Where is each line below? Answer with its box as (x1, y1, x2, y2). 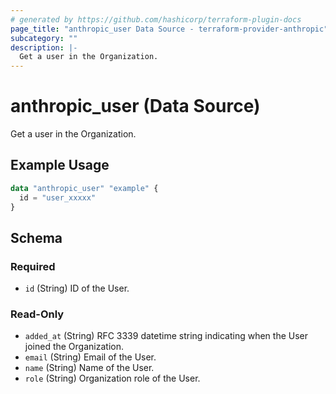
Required (10, 259, 56, 273)
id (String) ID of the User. (24, 282, 130, 295)
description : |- (10, 42, 78, 53)
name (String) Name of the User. (24, 362, 155, 374)
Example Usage (10, 157, 110, 174)
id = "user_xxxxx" (19, 192, 97, 203)
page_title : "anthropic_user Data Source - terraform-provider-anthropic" (10, 24, 329, 34)
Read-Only (10, 307, 65, 321)
